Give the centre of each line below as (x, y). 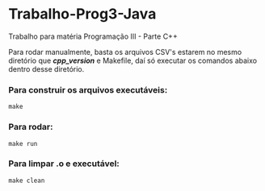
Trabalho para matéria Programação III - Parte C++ (93, 36)
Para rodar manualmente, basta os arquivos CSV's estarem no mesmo (125, 52)
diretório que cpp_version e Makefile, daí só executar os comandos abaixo (132, 60)
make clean (27, 181)
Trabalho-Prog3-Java (82, 14)
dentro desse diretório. (46, 69)
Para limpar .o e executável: (64, 164)
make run (23, 143)
